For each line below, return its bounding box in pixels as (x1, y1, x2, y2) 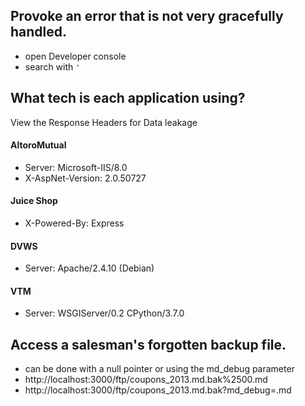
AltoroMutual (10, 139, 67, 151)
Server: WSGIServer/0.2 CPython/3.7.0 (24, 307, 185, 319)
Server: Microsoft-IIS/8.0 (24, 161, 128, 173)
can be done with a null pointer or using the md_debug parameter (24, 363, 295, 375)
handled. (10, 24, 68, 41)
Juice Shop (10, 195, 58, 207)
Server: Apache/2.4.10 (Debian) (24, 262, 155, 274)
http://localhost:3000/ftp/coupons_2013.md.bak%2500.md (24, 374, 268, 386)
